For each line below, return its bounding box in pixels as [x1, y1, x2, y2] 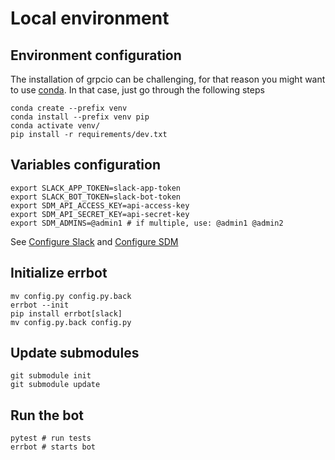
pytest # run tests [10, 433, 92, 444]
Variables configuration [10, 157, 161, 174]
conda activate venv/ [10, 121, 101, 131]
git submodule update [10, 380, 101, 390]
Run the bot [10, 407, 85, 424]
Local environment [10, 7, 170, 30]
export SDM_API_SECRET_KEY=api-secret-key [10, 209, 190, 219]
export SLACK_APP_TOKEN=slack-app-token [10, 183, 182, 193]
